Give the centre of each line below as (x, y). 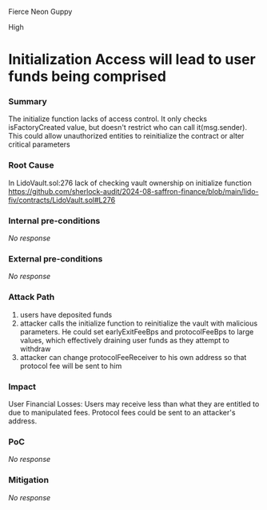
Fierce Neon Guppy (40, 12)
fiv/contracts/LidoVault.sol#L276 (62, 200)
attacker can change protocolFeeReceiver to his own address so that (133, 357)
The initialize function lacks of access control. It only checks (108, 119)
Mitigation (29, 480)
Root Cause (31, 165)
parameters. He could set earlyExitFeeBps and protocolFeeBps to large (137, 331)
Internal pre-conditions (54, 221)
